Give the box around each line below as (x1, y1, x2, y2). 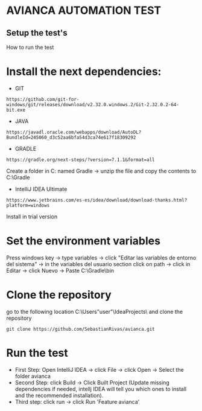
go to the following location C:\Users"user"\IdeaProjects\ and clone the (6, 308, 183, 315)
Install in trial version (6, 212, 58, 220)
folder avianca (14, 372, 51, 380)
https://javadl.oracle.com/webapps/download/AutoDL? (6, 129, 142, 135)
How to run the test (6, 43, 54, 51)
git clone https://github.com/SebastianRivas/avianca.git (6, 326, 155, 332)
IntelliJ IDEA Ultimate (14, 185, 68, 193)
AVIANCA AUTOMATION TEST (6, 4, 162, 18)
